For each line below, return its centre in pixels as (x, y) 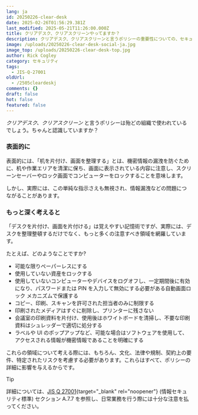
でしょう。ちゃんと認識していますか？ (52, 130)
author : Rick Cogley (32, 56)
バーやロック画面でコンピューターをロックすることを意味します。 (106, 176)
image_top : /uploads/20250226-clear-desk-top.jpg (68, 50)
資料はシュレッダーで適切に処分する (58, 325)
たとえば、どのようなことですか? (46, 254)
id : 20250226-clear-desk (37, 17)
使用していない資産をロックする (53, 274)
